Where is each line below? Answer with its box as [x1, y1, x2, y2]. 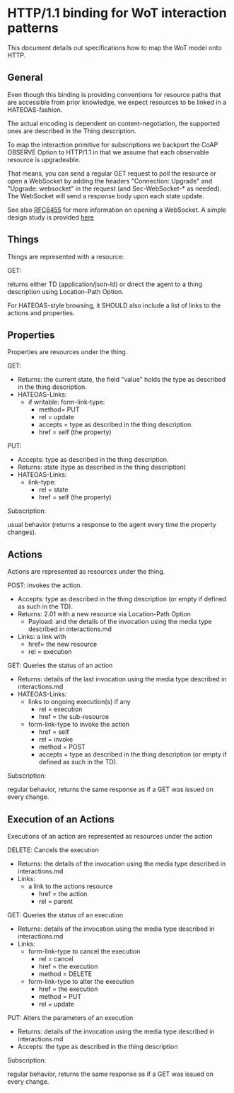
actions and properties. [7, 308, 76, 317]
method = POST [38, 742, 86, 752]
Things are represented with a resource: [7, 252, 124, 261]
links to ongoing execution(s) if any [28, 698, 131, 706]
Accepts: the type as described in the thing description [17, 1043, 178, 1050]
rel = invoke [38, 735, 74, 744]
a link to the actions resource [28, 882, 113, 890]
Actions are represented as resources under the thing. [7, 567, 165, 576]
